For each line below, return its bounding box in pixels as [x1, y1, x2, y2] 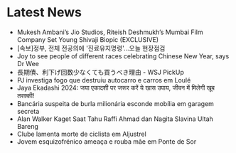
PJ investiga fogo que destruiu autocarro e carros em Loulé [16, 75, 191, 84]
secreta [16, 107, 40, 115]
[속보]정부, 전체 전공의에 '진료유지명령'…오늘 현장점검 [16, 43, 166, 52]
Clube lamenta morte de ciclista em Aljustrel [16, 130, 146, 138]
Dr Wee [16, 59, 40, 68]
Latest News [6, 4, 82, 21]
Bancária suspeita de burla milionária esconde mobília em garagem [16, 99, 215, 107]
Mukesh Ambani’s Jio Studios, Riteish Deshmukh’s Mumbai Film [16, 28, 203, 36]
